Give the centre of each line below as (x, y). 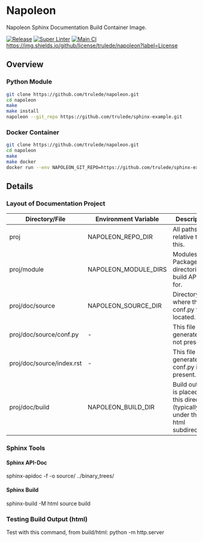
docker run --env (28, 167)
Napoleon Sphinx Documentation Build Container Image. (76, 27)
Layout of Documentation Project (56, 203)
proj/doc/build (29, 408)
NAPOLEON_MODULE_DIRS (127, 269)
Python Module (29, 82)
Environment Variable (127, 219)
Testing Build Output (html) (47, 519)
